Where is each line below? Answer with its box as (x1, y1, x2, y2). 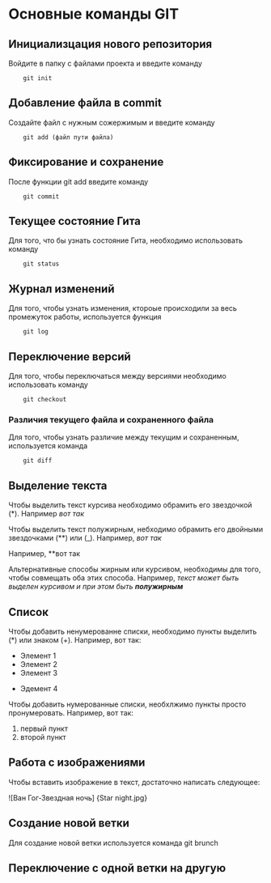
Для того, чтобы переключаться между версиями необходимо (8, 371, 227, 381)
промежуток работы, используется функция (8, 312, 162, 322)
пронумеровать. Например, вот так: (8, 707, 133, 717)
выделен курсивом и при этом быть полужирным (8, 582, 184, 592)
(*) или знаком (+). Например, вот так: (8, 635, 142, 644)
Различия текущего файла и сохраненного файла (8, 414, 214, 425)
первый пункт (19, 724, 69, 733)
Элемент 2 (19, 659, 58, 669)
